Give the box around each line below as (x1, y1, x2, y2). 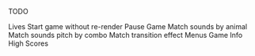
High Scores (8, 39, 49, 48)
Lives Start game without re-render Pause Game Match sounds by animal (8, 22, 248, 31)
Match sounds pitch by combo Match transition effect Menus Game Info (8, 31, 243, 39)
